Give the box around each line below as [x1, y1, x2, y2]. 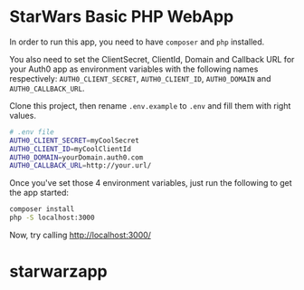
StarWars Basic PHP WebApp [9, 6, 234, 27]
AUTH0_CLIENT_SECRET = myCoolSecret [9, 136, 140, 145]
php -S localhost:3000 [9, 213, 95, 223]
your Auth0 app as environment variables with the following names [9, 63, 259, 74]
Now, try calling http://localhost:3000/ [9, 229, 152, 241]
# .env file [9, 127, 54, 137]
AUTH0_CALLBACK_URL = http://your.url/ [9, 161, 152, 170]
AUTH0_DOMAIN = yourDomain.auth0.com [9, 152, 144, 162]
